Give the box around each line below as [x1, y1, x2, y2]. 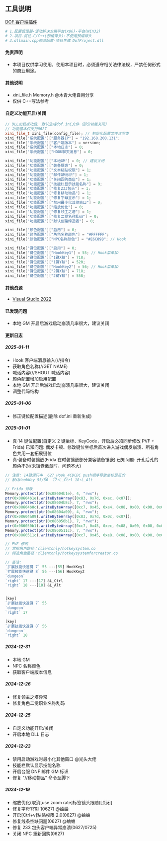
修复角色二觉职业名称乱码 [12, 700, 65, 706]
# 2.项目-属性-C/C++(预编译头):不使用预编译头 [5, 33, 92, 38]
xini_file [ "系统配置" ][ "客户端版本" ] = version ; [5, 140, 101, 145]
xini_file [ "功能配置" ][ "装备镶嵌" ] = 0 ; [5, 163, 84, 168]
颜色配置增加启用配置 [12, 376, 56, 382]
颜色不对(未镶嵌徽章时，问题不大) [12, 463, 82, 469]
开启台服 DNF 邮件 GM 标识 [12, 768, 69, 774]
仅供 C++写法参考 [12, 98, 49, 104]
